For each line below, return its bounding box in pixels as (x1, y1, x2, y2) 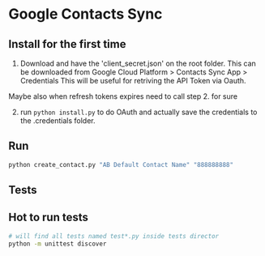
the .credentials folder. (19, 116, 96, 126)
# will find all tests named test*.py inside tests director (8, 232, 220, 240)
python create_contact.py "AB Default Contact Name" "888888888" (8, 160, 233, 169)
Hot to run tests (8, 211, 89, 224)
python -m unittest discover (8, 240, 107, 248)
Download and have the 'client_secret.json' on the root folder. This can (19, 58, 257, 68)
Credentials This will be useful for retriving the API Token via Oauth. (19, 76, 246, 85)
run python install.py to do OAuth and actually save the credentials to (19, 107, 258, 117)
